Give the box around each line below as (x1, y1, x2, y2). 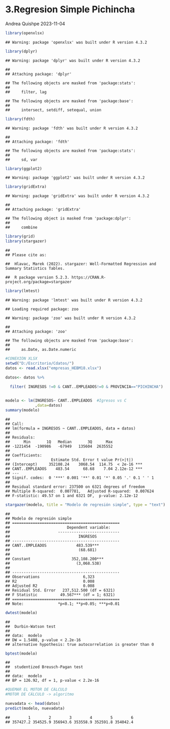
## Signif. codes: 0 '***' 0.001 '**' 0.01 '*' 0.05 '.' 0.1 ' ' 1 (5, 475, 154, 480)
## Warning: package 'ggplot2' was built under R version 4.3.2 (5, 175, 145, 181)
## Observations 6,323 (5, 574, 95, 579)
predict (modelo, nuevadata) (5, 706, 65, 711)
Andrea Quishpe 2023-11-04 (5, 21, 65, 27)
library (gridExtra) (5, 184, 47, 189)
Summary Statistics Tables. (5, 266, 65, 271)
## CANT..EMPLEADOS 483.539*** (5, 543, 100, 548)
